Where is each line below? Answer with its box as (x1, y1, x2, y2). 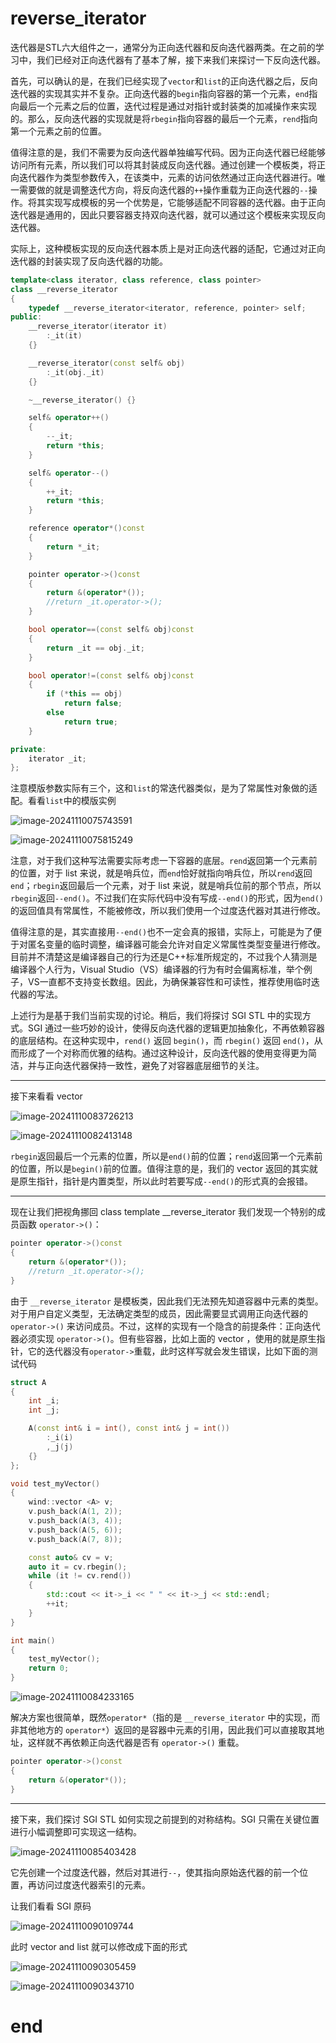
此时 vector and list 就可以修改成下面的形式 (10, 1940, 188, 1952)
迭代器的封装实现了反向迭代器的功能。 (10, 255, 168, 267)
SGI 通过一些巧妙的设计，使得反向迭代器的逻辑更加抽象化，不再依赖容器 (27, 1022, 326, 1034)
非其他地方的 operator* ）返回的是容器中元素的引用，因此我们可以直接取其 (10, 1724, 317, 1736)
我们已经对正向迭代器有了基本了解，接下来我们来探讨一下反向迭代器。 (36, 53, 326, 66)
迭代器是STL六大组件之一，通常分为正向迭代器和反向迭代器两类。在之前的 (10, 41, 316, 53)
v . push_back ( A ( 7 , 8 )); (28, 1534, 123, 1544)
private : (10, 744, 47, 754)
